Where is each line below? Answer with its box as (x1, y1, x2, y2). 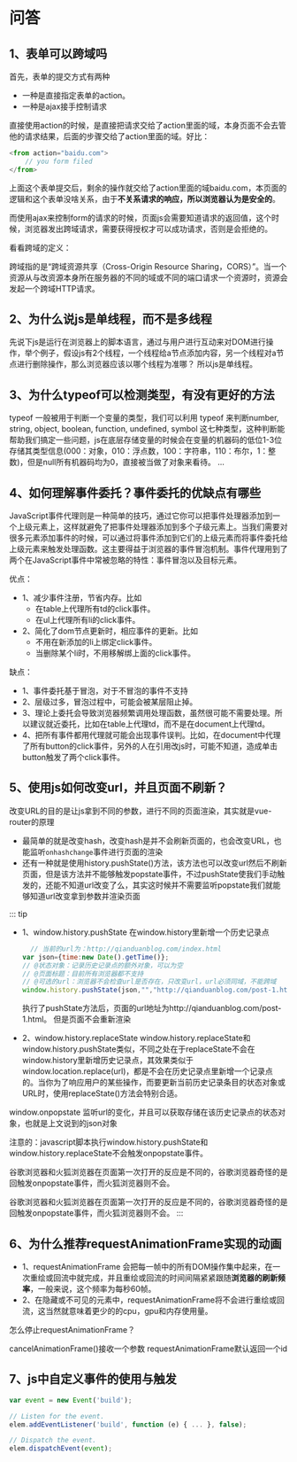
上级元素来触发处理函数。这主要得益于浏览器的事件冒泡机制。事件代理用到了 (9, 544, 288, 555)
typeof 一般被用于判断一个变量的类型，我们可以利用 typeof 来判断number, (9, 413, 279, 424)
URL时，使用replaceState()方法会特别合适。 (21, 1088, 183, 1099)
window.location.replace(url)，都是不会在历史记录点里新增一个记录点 (21, 1066, 274, 1077)
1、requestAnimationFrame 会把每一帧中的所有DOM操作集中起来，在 (21, 1261, 273, 1271)
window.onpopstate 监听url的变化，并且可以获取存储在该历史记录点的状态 (9, 1107, 278, 1117)
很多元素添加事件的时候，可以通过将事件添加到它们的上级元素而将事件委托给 (9, 533, 288, 543)
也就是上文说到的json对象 (24, 1118, 118, 1129)
